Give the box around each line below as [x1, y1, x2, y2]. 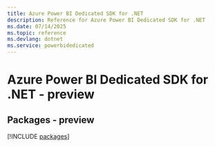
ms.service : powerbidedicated [7, 42, 95, 49]
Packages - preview [7, 114, 95, 126]
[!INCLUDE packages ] [7, 133, 70, 140]
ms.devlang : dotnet [7, 36, 64, 43]
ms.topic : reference [7, 29, 67, 37]
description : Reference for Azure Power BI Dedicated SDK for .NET [7, 17, 206, 23]
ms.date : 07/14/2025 [7, 23, 67, 30]
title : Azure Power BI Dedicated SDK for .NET [7, 10, 144, 17]
